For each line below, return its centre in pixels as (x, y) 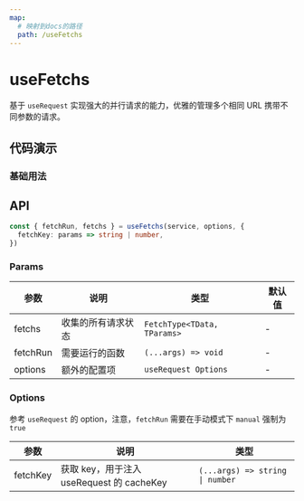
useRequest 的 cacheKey (114, 482)
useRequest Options (186, 370)
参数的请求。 (41, 117)
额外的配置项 (88, 370)
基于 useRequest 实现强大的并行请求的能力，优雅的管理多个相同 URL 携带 (145, 106)
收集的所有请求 (93, 323)
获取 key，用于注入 (101, 468)
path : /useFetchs (50, 34)
